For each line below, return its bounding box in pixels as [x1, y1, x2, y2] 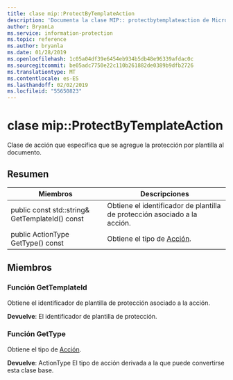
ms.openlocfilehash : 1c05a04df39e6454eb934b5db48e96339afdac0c [7, 56, 194, 63]
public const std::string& [10, 205, 90, 214]
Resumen [7, 168, 49, 180]
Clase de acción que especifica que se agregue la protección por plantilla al [7, 141, 224, 150]
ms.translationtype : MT [7, 68, 76, 75]
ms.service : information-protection [7, 29, 113, 37]
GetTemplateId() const [10, 214, 85, 223]
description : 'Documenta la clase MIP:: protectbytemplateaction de [7, 17, 209, 24]
